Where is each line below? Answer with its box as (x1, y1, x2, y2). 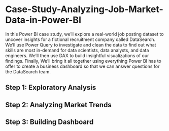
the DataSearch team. (5, 68, 51, 74)
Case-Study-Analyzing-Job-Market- (5, 4, 163, 15)
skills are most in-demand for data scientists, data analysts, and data (5, 47, 149, 53)
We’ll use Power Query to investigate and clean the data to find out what (5, 41, 156, 48)
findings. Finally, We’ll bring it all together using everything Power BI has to (5, 58, 161, 64)
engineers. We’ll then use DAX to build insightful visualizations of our (5, 52, 149, 59)
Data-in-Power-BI (5, 14, 81, 26)
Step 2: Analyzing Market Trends (5, 100, 112, 109)
